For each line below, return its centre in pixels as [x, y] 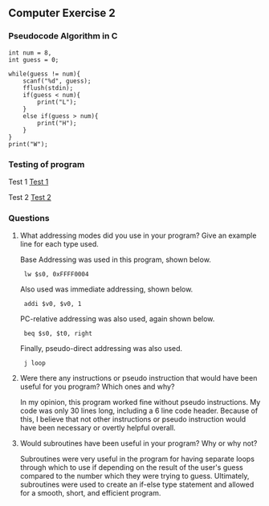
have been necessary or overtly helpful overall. [98, 428]
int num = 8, [30, 53]
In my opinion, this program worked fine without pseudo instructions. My [140, 402]
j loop [35, 363]
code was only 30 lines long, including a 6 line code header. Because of [139, 411]
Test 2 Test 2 [30, 197]
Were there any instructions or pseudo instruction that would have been [139, 378]
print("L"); [57, 102]
